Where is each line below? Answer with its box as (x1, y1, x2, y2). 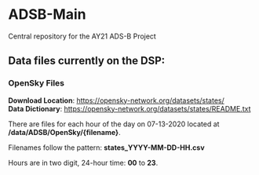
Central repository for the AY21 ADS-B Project (8, 31, 157, 41)
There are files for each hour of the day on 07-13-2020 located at (8, 119, 220, 129)
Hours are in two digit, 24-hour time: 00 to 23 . (8, 158, 159, 167)
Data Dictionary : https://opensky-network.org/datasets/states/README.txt (8, 104, 251, 113)
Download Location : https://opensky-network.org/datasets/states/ (8, 96, 225, 105)
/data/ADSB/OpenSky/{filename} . (8, 127, 121, 137)
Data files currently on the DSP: (8, 54, 166, 67)
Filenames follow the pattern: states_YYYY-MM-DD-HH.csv (8, 143, 206, 152)
